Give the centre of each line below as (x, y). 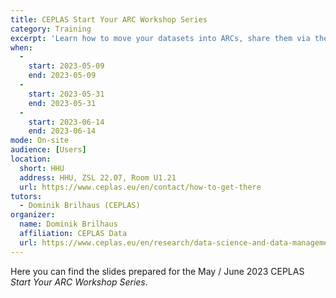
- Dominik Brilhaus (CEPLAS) (80, 206)
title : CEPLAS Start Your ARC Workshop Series (109, 19)
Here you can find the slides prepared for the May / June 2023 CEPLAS (157, 271)
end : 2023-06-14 (62, 131)
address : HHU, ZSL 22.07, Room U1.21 (98, 177)
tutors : (26, 196)
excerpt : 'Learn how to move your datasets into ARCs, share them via (160, 38)
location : (31, 159)
